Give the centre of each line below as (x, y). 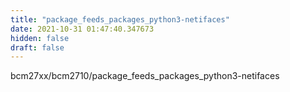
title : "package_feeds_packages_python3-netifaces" (120, 19)
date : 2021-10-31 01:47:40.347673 (82, 29)
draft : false (37, 47)
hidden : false (40, 38)
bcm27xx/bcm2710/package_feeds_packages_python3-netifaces (145, 76)
